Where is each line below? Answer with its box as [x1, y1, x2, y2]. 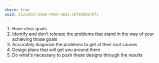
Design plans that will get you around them [11, 47, 100, 53]
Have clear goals [11, 25, 47, 31]
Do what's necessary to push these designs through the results [11, 52, 143, 58]
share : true [4, 7, 29, 12]
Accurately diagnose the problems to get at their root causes [11, 41, 137, 47]
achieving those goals [11, 36, 57, 42]
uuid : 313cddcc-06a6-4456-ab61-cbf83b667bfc [4, 12, 99, 17]
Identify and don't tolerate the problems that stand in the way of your [11, 31, 154, 37]
